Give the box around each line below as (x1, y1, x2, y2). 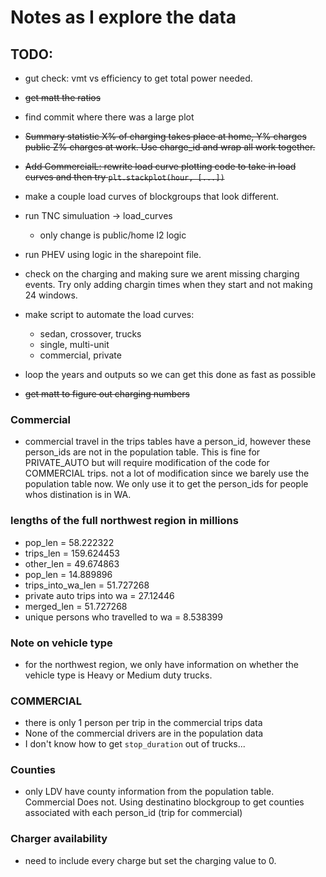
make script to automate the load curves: (24, 309, 195, 320)
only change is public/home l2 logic (39, 229, 187, 241)
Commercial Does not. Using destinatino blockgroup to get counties (24, 796, 305, 808)
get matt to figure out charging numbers (24, 388, 190, 400)
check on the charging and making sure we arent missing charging (24, 268, 300, 280)
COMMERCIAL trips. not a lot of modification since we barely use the (24, 467, 310, 480)
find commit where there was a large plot (24, 111, 195, 123)
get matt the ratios (24, 92, 102, 103)
